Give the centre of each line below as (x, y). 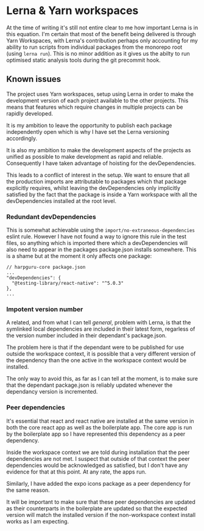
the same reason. (28, 490)
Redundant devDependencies (51, 216)
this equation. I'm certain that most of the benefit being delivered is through (101, 34)
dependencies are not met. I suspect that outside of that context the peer (98, 458)
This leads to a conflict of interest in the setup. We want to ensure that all (98, 175)
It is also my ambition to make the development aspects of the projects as (99, 150)
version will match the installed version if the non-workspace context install (101, 515)
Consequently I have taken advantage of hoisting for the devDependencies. (101, 163)
